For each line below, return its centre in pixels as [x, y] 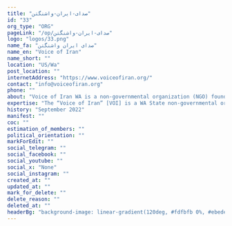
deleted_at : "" [29, 206]
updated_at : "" [29, 187]
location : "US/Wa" [33, 65]
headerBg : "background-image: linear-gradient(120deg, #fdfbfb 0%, [106, 212]
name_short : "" [29, 59]
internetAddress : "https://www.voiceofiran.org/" [80, 78]
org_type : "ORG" [30, 26]
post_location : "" [33, 71]
